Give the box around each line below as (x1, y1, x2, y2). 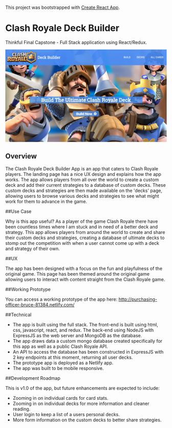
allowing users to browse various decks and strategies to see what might (5, 192, 159, 199)
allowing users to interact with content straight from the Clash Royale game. (5, 276, 165, 282)
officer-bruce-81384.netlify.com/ (5, 301, 75, 307)
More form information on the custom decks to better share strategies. (12, 417, 162, 423)
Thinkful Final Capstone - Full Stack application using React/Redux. (5, 39, 147, 45)
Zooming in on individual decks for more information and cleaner (12, 400, 149, 406)
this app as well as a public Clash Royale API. (12, 343, 109, 349)
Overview (5, 152, 37, 161)
